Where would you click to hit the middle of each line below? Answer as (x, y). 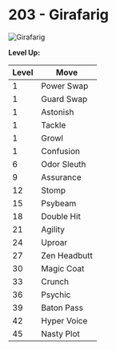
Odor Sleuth (64, 164)
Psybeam (59, 203)
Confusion (60, 151)
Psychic (56, 295)
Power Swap (65, 86)
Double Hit (61, 216)
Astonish (58, 112)
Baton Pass (62, 307)
